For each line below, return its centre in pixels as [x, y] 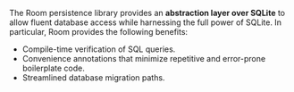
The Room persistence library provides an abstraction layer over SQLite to [147, 13]
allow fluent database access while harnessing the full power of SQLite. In [145, 22]
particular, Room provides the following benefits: [99, 32]
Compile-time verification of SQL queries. [99, 49]
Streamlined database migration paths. [93, 78]
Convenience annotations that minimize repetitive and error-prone [144, 59]
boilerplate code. [53, 68]
